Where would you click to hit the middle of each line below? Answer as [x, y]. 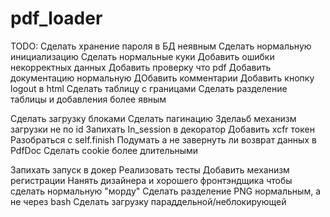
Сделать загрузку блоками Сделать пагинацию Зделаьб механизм [153, 118]
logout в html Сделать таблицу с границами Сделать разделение [149, 88]
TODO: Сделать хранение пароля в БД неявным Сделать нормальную [161, 46]
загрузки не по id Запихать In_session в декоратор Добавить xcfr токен [162, 129]
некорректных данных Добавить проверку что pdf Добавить [141, 67]
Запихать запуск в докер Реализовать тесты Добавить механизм [150, 169]
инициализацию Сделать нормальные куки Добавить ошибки [142, 56]
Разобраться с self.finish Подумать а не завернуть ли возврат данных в [163, 139]
